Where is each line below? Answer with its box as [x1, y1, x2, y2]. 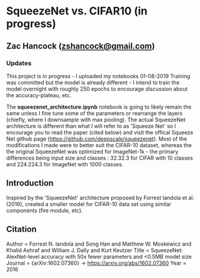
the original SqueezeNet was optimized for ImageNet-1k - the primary [6, 148, 178, 155]
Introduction [6, 178, 54, 189]
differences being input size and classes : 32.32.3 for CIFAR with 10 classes [6, 154, 193, 162]
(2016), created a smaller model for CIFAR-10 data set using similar [6, 200, 172, 208]
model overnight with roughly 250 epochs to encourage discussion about [6, 85, 188, 92]
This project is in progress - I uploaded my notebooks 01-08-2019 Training [6, 72, 190, 79]
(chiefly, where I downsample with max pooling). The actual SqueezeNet [6, 116, 186, 123]
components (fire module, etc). [6, 207, 83, 214]
